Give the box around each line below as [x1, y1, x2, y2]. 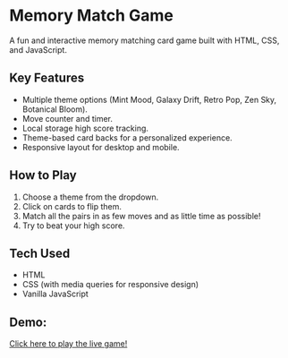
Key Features [9, 71, 85, 86]
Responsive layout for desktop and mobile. [21, 141, 181, 152]
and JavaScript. [9, 44, 67, 55]
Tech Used [9, 245, 71, 260]
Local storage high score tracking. [21, 123, 149, 133]
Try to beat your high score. [21, 220, 125, 231]
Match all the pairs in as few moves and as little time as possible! [21, 210, 261, 221]
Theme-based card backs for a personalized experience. [21, 132, 233, 143]
